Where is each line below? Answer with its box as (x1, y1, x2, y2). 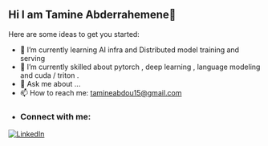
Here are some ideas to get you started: (8, 29, 140, 39)
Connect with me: (19, 111, 91, 122)
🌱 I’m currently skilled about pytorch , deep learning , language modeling (19, 62, 261, 71)
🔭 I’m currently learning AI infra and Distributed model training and (19, 45, 239, 55)
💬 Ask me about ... (19, 79, 81, 88)
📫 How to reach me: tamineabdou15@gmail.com (19, 87, 182, 97)
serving (19, 53, 46, 63)
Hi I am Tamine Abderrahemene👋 (8, 8, 177, 22)
